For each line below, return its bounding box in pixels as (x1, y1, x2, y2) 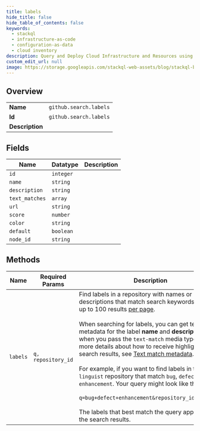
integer (51, 170, 73, 177)
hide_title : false (6, 14, 52, 20)
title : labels (6, 8, 42, 15)
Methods (6, 255, 40, 265)
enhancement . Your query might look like (79, 379, 189, 387)
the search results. (79, 415, 131, 423)
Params (42, 280, 64, 288)
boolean (51, 228, 73, 234)
